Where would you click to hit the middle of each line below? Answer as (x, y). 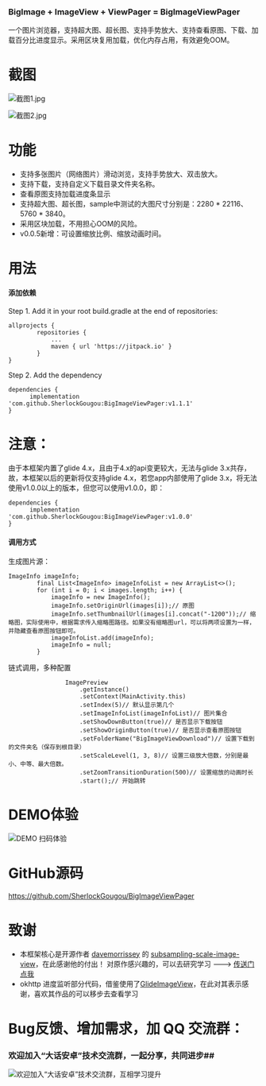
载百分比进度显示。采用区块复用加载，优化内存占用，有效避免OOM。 (121, 40)
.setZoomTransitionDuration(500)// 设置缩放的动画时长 (166, 772)
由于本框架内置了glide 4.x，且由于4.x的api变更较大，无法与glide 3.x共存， (130, 468)
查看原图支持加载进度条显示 (65, 194)
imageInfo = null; (81, 645)
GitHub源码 (46, 873)
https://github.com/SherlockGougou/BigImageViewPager (101, 895)
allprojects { (32, 325)
